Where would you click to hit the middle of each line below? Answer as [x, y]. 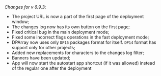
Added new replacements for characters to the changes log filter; [78, 53]
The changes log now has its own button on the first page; [71, 27]
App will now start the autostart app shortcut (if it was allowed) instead [83, 63]
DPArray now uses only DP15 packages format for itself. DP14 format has [84, 42]
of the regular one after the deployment [52, 68]
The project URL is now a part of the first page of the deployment [78, 16]
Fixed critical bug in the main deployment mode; [60, 32]
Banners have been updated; [41, 58]
